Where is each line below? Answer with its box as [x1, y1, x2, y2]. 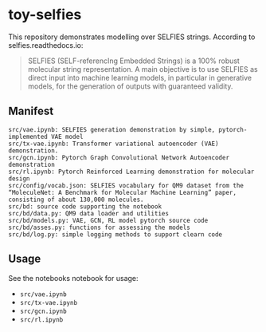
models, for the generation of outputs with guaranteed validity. [27, 81, 233, 91]
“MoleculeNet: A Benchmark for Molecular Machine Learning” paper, [8, 188, 237, 196]
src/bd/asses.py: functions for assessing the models [8, 223, 191, 231]
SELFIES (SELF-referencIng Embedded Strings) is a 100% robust [27, 56, 241, 65]
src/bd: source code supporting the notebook [8, 202, 162, 211]
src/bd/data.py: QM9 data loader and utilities [8, 209, 170, 217]
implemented [8, 132, 48, 140]
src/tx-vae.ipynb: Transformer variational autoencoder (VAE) [8, 140, 219, 148]
